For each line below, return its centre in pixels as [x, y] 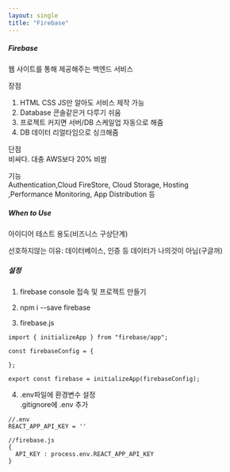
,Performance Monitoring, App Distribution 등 [82, 194]
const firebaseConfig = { [51, 352]
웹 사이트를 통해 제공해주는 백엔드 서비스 [71, 69]
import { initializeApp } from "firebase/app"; [88, 337]
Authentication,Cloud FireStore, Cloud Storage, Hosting [98, 185]
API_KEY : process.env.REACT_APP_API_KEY [85, 455]
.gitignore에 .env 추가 [54, 405]
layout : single [33, 15]
